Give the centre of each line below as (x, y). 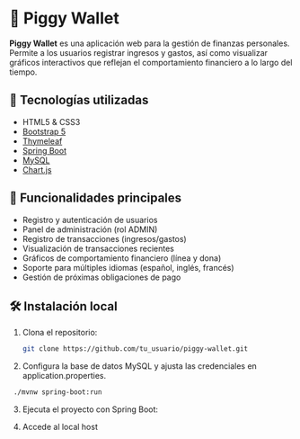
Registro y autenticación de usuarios (90, 219)
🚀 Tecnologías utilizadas (79, 100)
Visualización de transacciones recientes (98, 248)
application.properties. (64, 376)
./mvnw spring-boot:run (57, 392)
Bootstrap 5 (44, 131)
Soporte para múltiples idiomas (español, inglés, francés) (128, 267)
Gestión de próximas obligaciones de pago (101, 277)
